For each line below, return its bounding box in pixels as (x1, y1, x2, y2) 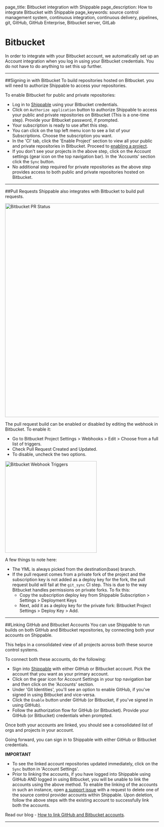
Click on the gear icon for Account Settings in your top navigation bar (12, 676, 152, 682)
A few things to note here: (5, 557, 57, 563)
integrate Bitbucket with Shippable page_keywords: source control (5, 9, 139, 15)
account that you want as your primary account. (12, 671, 109, 676)
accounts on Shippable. (5, 632, 53, 638)
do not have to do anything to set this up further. (5, 63, 102, 69)
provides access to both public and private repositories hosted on (12, 169, 145, 175)
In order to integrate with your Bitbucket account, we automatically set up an (5, 53, 159, 59)
